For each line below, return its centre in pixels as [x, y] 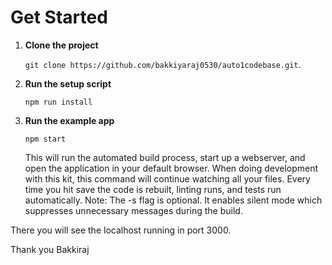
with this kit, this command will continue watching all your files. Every [167, 178]
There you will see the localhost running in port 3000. [121, 230]
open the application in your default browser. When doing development [171, 168]
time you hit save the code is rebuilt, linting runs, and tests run [153, 189]
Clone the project [61, 45]
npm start [45, 139]
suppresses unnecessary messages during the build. [133, 210]
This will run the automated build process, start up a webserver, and [165, 157]
